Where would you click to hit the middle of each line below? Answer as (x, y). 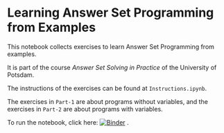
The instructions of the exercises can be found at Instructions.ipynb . (107, 88)
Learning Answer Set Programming (111, 13)
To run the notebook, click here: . (68, 122)
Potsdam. (21, 75)
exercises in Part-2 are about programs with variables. (85, 109)
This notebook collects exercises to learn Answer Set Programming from (111, 46)
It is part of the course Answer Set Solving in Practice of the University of (112, 67)
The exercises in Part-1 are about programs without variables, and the (107, 101)
